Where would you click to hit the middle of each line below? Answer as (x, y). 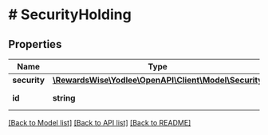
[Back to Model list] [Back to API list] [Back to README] (100, 123)
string (64, 98)
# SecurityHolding (70, 15)
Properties (35, 44)
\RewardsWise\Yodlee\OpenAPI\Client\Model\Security (158, 80)
